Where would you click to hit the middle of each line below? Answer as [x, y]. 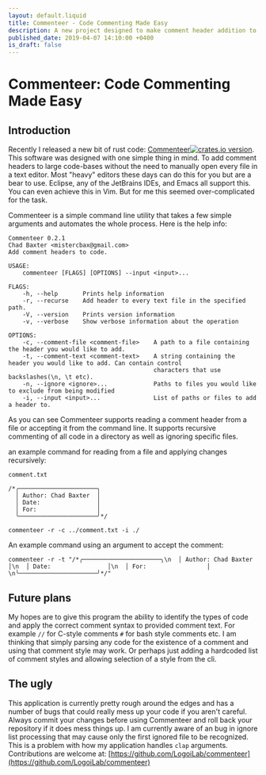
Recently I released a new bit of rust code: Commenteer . [131, 150]
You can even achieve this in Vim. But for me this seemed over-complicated [131, 192]
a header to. [30, 405]
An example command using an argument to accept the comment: [116, 545]
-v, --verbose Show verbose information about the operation [131, 322]
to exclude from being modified [61, 391]
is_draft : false [35, 45]
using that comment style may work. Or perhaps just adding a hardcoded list [133, 650]
